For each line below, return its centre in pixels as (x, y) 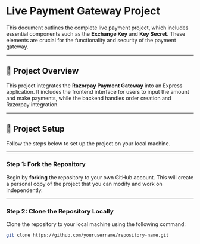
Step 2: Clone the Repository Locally (60, 211)
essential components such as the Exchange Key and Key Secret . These (96, 33)
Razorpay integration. (33, 104)
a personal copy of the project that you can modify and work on (84, 184)
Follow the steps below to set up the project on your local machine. (88, 143)
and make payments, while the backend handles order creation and (89, 98)
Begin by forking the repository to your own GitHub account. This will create (100, 177)
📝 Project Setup (35, 129)
